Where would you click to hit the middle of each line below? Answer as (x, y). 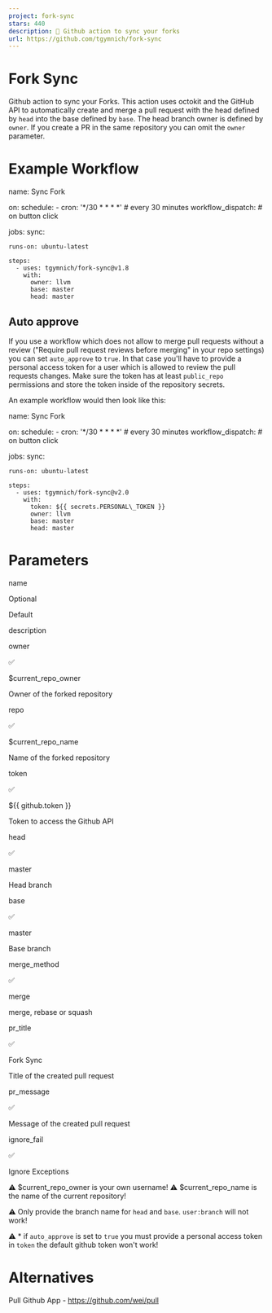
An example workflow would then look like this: (88, 400)
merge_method (34, 964)
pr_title (20, 1028)
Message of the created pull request (69, 1123)
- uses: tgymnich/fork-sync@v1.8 (72, 268)
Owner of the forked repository (61, 694)
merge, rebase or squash (50, 1012)
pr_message (29, 1091)
